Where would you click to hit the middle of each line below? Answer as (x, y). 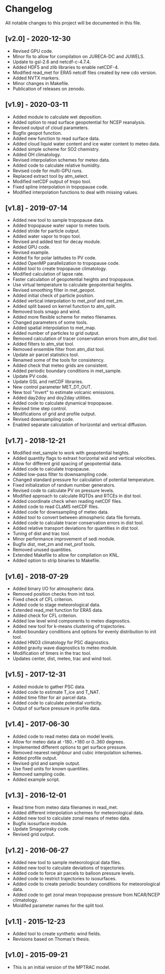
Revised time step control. (40, 409)
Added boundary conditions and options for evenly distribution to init (84, 632)
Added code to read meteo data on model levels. (64, 736)
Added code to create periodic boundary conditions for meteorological (86, 884)
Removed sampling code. (39, 774)
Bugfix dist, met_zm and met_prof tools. (54, 544)
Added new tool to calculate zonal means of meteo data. (71, 818)
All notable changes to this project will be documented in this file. (73, 23)
